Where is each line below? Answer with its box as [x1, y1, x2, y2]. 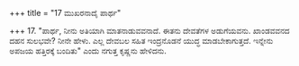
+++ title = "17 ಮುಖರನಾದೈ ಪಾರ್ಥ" [9, 8, 122, 18]
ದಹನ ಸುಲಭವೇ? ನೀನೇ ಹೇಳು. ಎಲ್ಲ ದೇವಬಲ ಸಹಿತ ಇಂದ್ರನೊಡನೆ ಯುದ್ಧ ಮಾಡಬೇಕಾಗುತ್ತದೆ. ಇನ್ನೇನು [9, 36, 274, 45]
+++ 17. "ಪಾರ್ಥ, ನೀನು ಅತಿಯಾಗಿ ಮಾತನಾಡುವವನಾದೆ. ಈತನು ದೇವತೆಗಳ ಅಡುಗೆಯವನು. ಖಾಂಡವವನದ [9, 26, 290, 36]
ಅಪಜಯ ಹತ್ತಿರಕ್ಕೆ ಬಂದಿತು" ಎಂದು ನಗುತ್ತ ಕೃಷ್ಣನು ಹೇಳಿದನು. [9, 45, 167, 56]
